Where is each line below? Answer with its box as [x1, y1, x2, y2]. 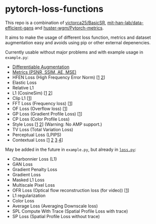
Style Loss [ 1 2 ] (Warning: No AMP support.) [12, 121, 102, 127]
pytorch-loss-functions [5, 3, 104, 15]
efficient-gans [5, 25, 34, 30]
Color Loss [12, 197, 34, 203]
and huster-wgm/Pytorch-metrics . [34, 25, 104, 30]
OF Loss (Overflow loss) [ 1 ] [12, 106, 68, 112]
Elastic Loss [12, 80, 37, 85]
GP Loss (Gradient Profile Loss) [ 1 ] [12, 111, 83, 116]
